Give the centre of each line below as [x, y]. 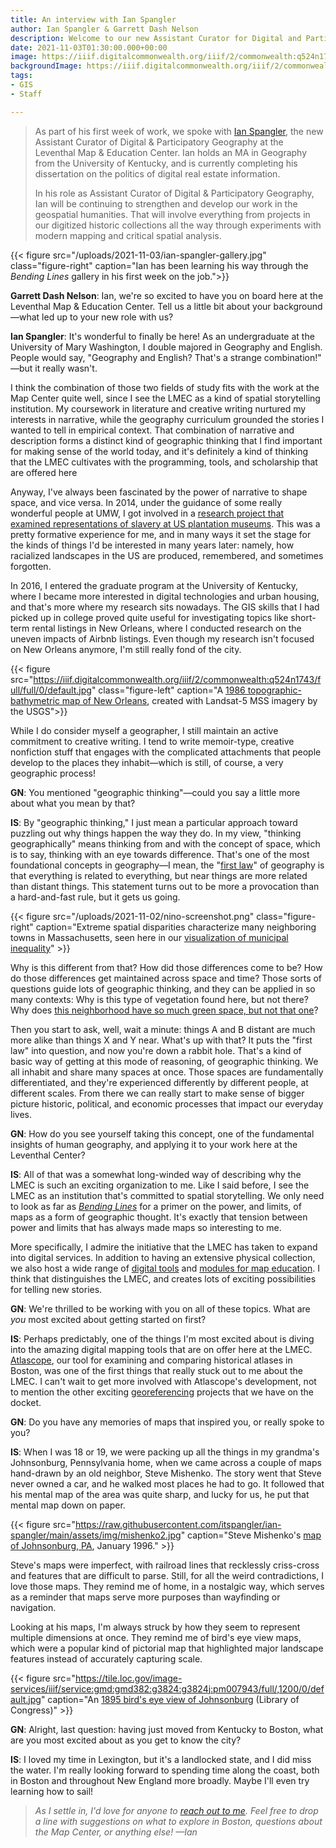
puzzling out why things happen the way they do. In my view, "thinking [156, 833]
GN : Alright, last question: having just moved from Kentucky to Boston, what [167, 1729]
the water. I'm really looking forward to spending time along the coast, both [165, 1770]
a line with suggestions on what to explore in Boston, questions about [178, 1821]
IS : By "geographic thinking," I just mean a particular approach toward [154, 822]
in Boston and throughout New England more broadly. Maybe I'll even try [160, 1780]
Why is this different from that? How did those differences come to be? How [166, 967]
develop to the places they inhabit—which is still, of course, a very [147, 762]
